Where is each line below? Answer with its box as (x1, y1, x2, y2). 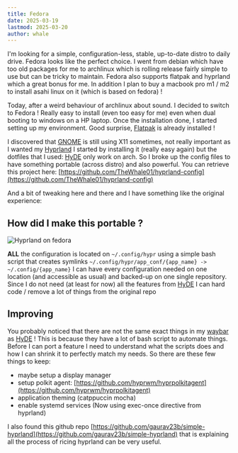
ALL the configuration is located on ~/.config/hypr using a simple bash (7, 250, 216, 258)
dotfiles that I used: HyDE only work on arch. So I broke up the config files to (7, 153, 231, 161)
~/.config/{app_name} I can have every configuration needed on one (7, 265, 208, 273)
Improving (7, 308, 54, 320)
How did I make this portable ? (7, 217, 144, 229)
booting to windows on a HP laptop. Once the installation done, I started (7, 116, 217, 125)
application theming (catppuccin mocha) (17, 393, 137, 402)
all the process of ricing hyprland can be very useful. (7, 437, 161, 446)
